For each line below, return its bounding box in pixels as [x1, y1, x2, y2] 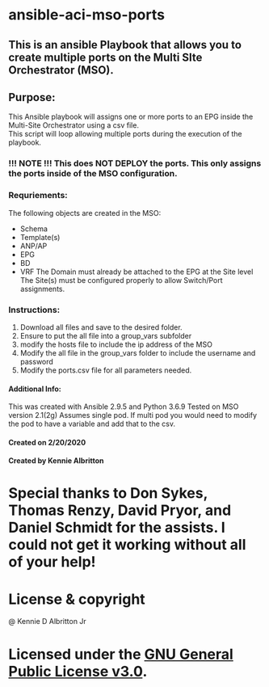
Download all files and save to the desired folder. [19, 322, 183, 332]
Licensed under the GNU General [8, 645, 234, 664]
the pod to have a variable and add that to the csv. [8, 419, 176, 429]
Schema [19, 224, 48, 234]
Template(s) [19, 232, 61, 242]
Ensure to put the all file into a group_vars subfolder [19, 331, 192, 340]
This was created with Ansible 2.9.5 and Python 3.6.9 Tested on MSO [8, 402, 239, 411]
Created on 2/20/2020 [8, 437, 86, 447]
